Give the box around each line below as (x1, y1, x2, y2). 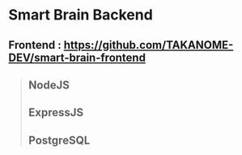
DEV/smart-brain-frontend (8, 50, 146, 64)
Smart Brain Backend (8, 6, 154, 24)
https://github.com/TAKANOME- (63, 38, 234, 52)
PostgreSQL (28, 133, 91, 147)
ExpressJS (28, 105, 84, 119)
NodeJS (28, 78, 70, 92)
